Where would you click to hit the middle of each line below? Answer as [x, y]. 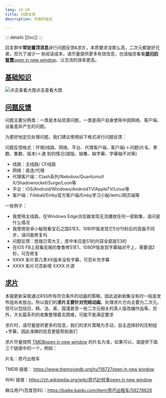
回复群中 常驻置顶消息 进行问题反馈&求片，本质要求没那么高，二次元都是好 [81, 48]
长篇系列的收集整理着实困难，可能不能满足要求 [66, 314]
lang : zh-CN [17, 10]
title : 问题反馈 [20, 14]
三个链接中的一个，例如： [31, 348]
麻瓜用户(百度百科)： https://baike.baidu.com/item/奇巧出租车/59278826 [79, 390]
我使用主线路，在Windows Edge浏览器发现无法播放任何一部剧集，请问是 [86, 216]
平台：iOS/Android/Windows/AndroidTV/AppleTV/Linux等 [71, 189]
